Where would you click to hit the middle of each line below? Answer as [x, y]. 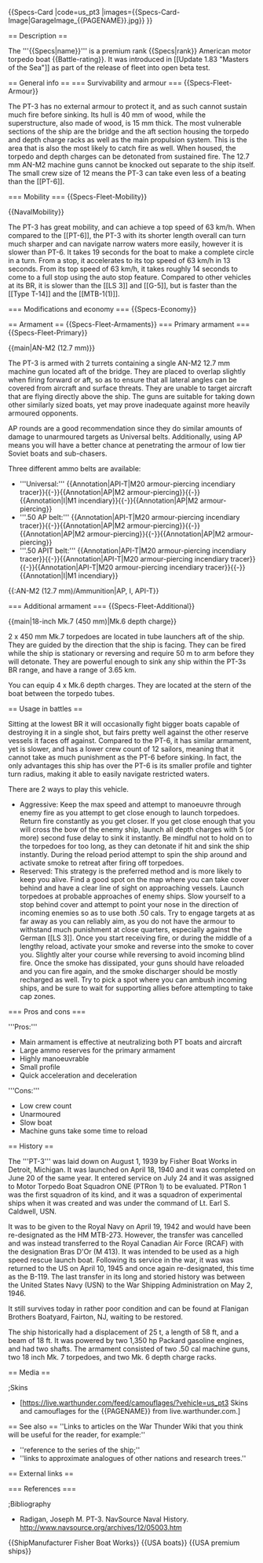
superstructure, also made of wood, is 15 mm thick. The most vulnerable [125, 123]
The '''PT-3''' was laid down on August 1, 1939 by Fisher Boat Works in [122, 1161]
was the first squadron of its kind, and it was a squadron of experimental [125, 1195]
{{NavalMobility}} [36, 212]
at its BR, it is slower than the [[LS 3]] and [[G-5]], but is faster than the [122, 286]
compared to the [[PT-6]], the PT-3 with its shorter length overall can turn [127, 235]
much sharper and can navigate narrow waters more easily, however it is [126, 244]
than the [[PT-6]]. [37, 181]
